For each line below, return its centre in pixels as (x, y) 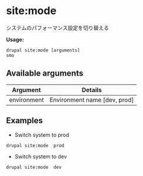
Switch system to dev (41, 156)
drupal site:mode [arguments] (43, 50)
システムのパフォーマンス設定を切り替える (57, 28)
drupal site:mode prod (35, 145)
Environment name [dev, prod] (92, 100)
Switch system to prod (42, 135)
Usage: (15, 39)
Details (92, 90)
